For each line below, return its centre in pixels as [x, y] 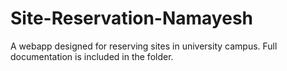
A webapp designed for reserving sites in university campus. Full [144, 46]
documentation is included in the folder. [92, 56]
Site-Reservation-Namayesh [131, 18]
